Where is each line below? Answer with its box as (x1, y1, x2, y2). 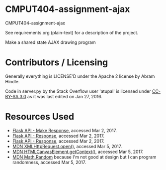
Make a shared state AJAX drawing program (5, 39, 96, 45)
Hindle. (5, 78, 20, 84)
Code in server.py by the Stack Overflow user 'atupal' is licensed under (5, 88, 152, 94)
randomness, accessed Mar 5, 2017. (12, 159, 86, 165)
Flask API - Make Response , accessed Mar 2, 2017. (12, 127, 117, 133)
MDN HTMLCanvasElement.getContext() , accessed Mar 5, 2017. (12, 149, 144, 155)
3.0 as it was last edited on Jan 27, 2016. (19, 93, 103, 99)
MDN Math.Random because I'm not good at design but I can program (12, 154, 157, 160)
